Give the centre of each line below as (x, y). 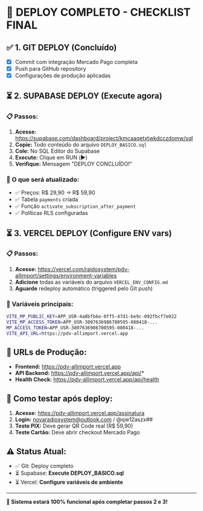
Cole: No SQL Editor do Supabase (57, 151)
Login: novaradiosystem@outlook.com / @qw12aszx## (84, 420)
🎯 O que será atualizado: (43, 179)
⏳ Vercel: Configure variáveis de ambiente (69, 482)
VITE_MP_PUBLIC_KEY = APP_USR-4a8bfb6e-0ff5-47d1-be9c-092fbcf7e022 (92, 317)
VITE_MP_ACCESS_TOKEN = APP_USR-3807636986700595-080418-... (82, 323)
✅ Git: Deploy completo (44, 466)
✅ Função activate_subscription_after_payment (75, 206)
